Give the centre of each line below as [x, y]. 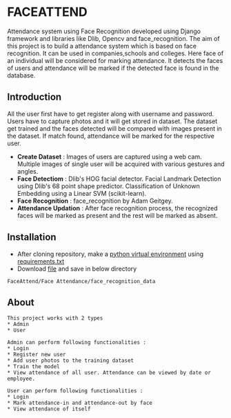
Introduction [34, 97]
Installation [32, 237]
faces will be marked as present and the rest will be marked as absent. [117, 215]
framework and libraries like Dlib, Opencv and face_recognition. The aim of [113, 38]
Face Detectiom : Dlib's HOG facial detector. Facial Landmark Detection [119, 179]
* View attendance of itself [49, 409]
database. [21, 75]
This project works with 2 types [55, 318]
